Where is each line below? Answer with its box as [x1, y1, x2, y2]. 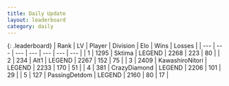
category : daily [7, 23, 54, 30]
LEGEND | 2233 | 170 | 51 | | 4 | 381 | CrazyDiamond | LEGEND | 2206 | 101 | [7, 63, 221, 72]
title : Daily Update [7, 10, 67, 17]
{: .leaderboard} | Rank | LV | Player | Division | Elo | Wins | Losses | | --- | [7, 42, 215, 50]
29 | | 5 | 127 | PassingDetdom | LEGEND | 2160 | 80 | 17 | [7, 71, 169, 79]
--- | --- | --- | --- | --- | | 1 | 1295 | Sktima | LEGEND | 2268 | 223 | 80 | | [14, 49, 220, 57]
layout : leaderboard [7, 17, 67, 23]
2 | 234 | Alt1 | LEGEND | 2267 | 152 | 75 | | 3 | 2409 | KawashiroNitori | [7, 56, 208, 65]
